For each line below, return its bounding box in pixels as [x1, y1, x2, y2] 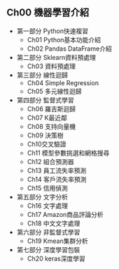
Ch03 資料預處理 [27, 62, 76, 70]
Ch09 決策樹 [27, 131, 64, 139]
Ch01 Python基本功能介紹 [27, 35, 101, 44]
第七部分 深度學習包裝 [16, 245, 80, 254]
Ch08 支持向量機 [27, 122, 76, 130]
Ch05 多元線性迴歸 [27, 87, 82, 95]
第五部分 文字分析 [16, 192, 68, 201]
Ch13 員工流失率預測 [27, 166, 87, 175]
